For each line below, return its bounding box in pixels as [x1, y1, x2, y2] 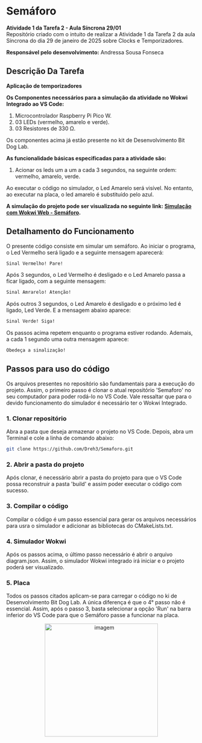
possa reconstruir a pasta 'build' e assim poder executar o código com [6, 481, 182, 488]
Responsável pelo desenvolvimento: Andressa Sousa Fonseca [6, 48, 164, 55]
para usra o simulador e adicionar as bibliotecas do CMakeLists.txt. [6, 522, 174, 529]
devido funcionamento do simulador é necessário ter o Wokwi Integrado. [6, 399, 188, 406]
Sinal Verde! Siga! [6, 318, 55, 324]
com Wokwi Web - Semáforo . [6, 209, 81, 216]
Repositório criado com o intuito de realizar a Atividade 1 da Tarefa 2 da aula [6, 30, 195, 37]
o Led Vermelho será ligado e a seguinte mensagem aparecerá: [6, 248, 164, 256]
